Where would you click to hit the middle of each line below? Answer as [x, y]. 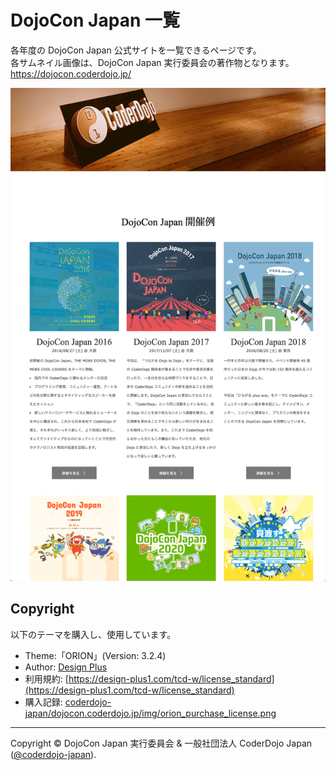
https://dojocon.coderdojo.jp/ [71, 73]
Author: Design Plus [66, 667]
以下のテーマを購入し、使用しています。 [93, 634]
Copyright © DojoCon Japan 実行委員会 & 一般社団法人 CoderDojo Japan [161, 743]
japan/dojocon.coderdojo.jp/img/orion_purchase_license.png [150, 713]
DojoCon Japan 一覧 [95, 20]
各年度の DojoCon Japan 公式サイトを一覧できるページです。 [136, 50]
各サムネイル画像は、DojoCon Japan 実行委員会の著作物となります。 [152, 62]
